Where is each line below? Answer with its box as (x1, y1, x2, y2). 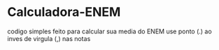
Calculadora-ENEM (7, 4, 121, 20)
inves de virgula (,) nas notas (7, 34, 91, 42)
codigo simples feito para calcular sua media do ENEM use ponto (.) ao (7, 27, 212, 35)
